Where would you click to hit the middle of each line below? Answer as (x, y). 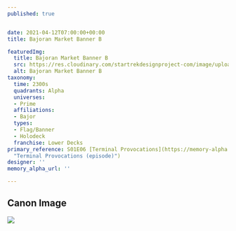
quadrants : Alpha (39, 91)
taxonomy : (22, 78)
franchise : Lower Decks (48, 143)
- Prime (25, 104)
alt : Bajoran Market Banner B (58, 71)
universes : (29, 97)
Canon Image (37, 203)
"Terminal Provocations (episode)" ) (67, 156)
